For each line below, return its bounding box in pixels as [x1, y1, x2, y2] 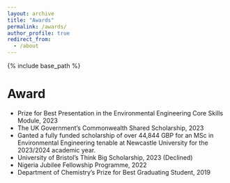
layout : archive [7, 10, 54, 17]
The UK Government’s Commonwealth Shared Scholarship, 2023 [17, 123, 204, 132]
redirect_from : [7, 36, 52, 43]
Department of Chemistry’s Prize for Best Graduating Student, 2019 [17, 168, 211, 176]
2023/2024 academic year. [17, 145, 96, 154]
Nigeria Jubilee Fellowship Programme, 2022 [17, 161, 147, 169]
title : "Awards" [7, 17, 54, 24]
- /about [13, 42, 39, 49]
